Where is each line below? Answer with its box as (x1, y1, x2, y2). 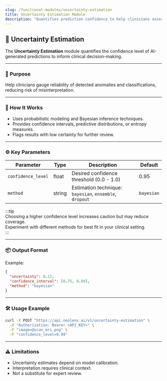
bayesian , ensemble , (71, 190, 117, 197)
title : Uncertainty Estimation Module (5, 12, 85, 17)
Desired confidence (71, 170, 118, 177)
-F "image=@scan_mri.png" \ (9, 327, 68, 332)
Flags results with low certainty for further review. (12, 131, 114, 137)
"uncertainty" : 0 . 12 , (9, 274, 55, 279)
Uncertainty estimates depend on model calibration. (12, 360, 119, 366)
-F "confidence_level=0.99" (9, 332, 68, 337)
